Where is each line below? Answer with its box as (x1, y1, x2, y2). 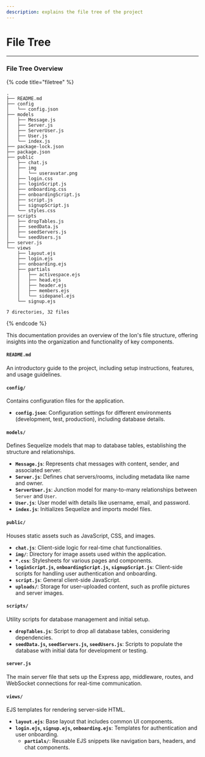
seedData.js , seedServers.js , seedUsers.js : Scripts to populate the (15, 640, 183, 647)
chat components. (24, 744, 70, 751)
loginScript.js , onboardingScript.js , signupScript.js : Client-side (15, 563, 183, 570)
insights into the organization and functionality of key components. (6, 338, 174, 345)
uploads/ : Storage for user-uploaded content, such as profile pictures (15, 583, 190, 590)
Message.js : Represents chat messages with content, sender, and (15, 460, 179, 467)
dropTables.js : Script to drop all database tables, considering (15, 627, 170, 634)
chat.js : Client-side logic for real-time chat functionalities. (15, 544, 163, 551)
